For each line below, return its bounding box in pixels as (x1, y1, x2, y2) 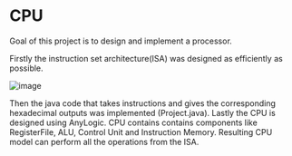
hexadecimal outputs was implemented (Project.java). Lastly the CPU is (9, 107, 277, 118)
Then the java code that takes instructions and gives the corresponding (9, 97, 277, 109)
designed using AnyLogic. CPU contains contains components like (9, 117, 258, 128)
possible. (9, 63, 44, 73)
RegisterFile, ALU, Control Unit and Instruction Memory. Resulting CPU (9, 126, 273, 137)
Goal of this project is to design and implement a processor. (9, 35, 233, 46)
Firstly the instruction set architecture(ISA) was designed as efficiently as (9, 53, 283, 63)
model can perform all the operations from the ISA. (9, 136, 200, 147)
